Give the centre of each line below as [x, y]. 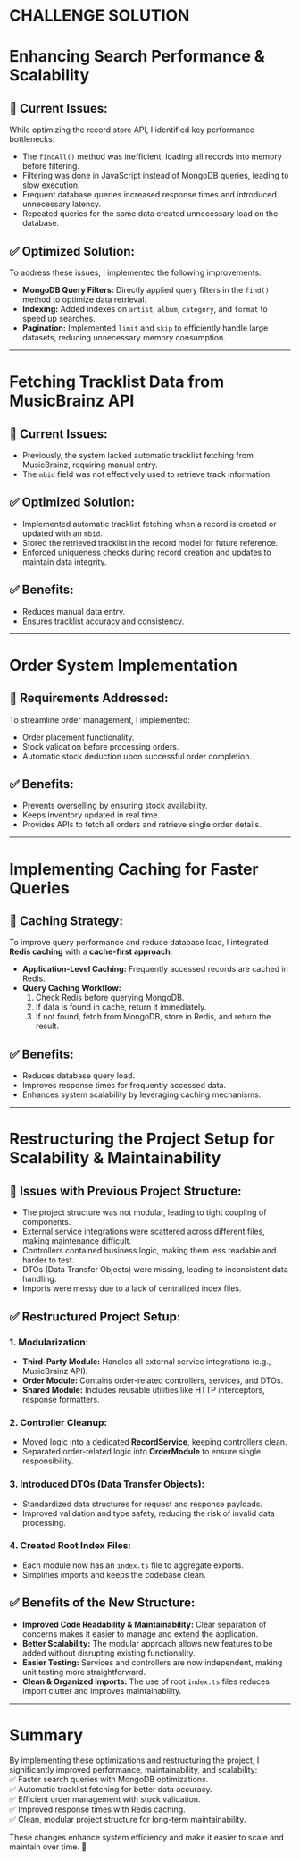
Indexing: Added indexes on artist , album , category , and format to [145, 309]
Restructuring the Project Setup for [142, 1139]
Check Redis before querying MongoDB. [110, 998]
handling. [39, 1279]
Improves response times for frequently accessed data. [124, 1086]
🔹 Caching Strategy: [66, 921]
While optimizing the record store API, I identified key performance [132, 130]
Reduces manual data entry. [74, 611]
